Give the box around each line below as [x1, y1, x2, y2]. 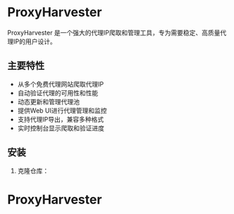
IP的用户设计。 [13, 37, 56, 46]
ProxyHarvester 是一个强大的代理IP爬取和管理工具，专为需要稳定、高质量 [7, 28, 221, 37]
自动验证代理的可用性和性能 [17, 89, 99, 97]
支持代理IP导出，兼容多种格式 [17, 115, 104, 123]
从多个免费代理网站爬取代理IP [17, 80, 104, 88]
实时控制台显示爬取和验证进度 [17, 124, 104, 132]
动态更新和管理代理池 [17, 97, 80, 106]
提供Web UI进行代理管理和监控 [17, 106, 107, 115]
